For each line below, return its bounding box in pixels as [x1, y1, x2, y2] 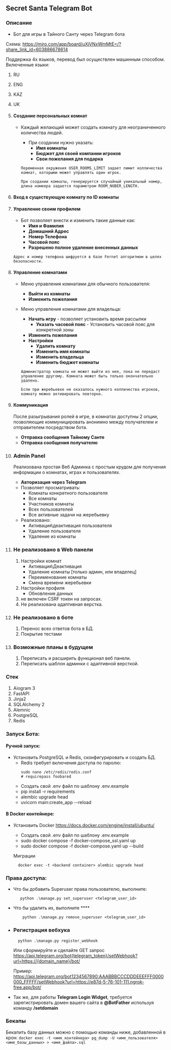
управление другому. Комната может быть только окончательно [20, 373, 153, 379]
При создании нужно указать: [28, 139, 94, 145]
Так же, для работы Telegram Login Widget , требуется [13, 994, 132, 1000]
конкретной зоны [36, 327, 74, 333]
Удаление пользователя [28, 528, 81, 534]
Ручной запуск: [6, 743, 41, 749]
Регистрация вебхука [13, 927, 70, 934]
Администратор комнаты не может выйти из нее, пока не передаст [20, 369, 160, 374]
